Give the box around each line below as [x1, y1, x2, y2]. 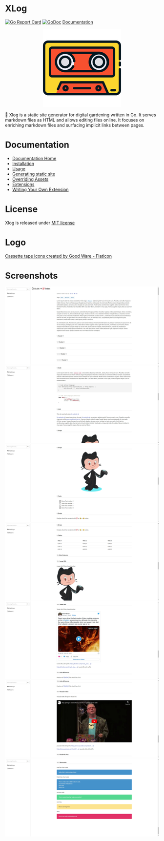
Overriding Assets [12, 176, 49, 182]
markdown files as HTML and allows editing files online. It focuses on [5, 117, 144, 123]
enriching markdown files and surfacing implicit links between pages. [5, 122, 145, 128]
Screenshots [5, 270, 58, 281]
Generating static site [12, 171, 55, 177]
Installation [12, 161, 35, 166]
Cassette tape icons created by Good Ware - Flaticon [5, 253, 112, 259]
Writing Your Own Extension [12, 186, 69, 192]
